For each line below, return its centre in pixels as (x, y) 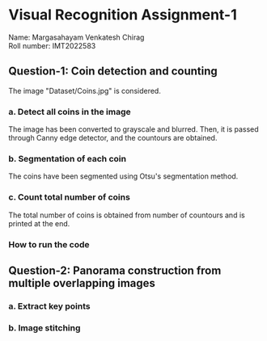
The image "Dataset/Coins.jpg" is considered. (85, 91)
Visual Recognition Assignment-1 (123, 15)
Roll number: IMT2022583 (52, 45)
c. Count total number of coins (70, 197)
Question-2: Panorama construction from (115, 270)
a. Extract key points (49, 306)
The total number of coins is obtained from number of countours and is (127, 215)
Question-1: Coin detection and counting (113, 72)
